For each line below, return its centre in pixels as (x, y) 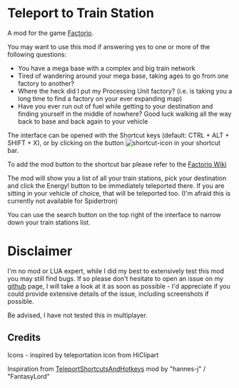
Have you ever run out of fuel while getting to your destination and (115, 106)
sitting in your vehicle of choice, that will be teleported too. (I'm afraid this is (119, 193)
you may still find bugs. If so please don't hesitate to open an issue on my (115, 278)
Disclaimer (40, 251)
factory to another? (46, 83)
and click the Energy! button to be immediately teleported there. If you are (116, 185)
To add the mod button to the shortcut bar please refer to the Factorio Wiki (117, 164)
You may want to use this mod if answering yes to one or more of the (109, 46)
